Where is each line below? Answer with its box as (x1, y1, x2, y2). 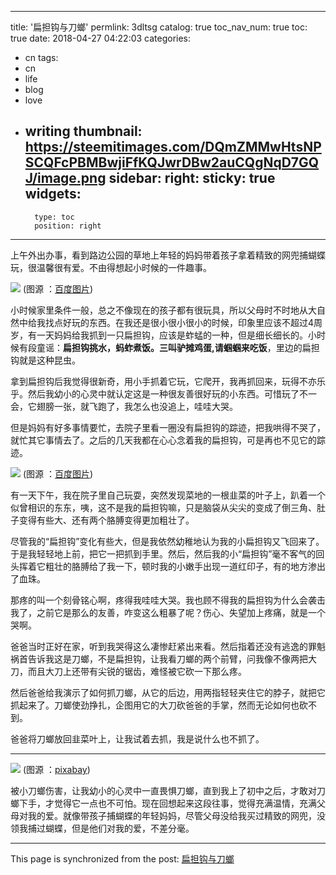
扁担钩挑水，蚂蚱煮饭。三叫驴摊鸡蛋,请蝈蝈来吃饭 (63, 341, 268, 353)
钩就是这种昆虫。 (10, 354, 81, 366)
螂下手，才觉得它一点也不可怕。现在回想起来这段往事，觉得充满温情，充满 (10, 797, 317, 809)
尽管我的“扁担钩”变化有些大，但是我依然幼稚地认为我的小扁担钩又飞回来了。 (10, 535, 325, 547)
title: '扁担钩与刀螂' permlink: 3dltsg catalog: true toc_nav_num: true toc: (10, 21, 308, 33)
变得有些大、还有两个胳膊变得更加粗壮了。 (18, 514, 195, 526)
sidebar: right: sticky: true (108, 170, 276, 187)
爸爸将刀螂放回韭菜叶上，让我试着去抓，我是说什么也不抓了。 (10, 732, 265, 745)
